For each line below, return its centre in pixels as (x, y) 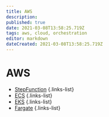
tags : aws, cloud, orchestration (47, 33)
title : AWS (19, 11)
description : (22, 17)
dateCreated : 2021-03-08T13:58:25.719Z (54, 44)
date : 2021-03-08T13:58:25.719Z (45, 28)
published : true (26, 22)
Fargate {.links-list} (37, 108)
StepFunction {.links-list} (44, 89)
